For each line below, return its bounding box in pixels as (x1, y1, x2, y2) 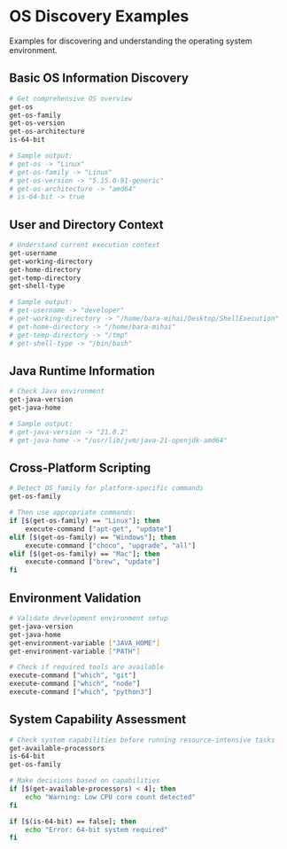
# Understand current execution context (9, 241, 161, 250)
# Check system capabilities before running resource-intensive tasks (9, 736, 275, 744)
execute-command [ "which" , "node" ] (9, 680, 141, 689)
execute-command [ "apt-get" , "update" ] (25, 525, 173, 534)
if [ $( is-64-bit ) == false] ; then (9, 817, 137, 826)
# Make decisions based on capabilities (9, 776, 161, 785)
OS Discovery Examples (9, 6, 190, 27)
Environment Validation (9, 590, 142, 605)
